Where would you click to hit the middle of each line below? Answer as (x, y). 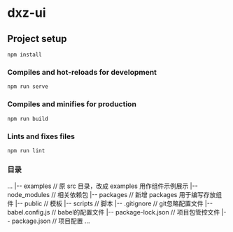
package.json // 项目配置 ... (51, 221)
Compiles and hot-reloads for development (82, 72)
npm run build (28, 119)
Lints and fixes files (41, 136)
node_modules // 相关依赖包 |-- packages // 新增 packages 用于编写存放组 (115, 195)
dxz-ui (27, 13)
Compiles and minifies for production (72, 104)
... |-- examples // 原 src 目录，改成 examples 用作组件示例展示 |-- (103, 186)
